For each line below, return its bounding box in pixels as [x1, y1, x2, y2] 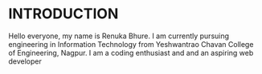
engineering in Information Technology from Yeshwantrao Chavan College [8, 39, 254, 49]
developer [8, 56, 43, 66]
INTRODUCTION [8, 5, 119, 23]
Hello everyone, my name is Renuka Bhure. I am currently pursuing [8, 31, 230, 41]
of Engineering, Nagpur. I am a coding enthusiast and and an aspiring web [8, 48, 254, 57]
